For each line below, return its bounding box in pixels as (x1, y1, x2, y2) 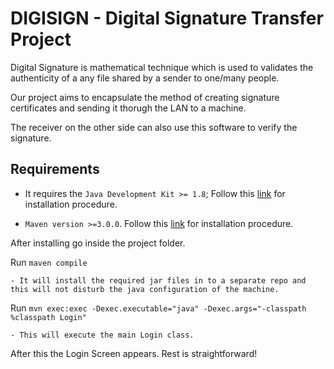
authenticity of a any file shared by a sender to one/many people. (10, 72, 280, 84)
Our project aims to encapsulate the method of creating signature (10, 91, 280, 103)
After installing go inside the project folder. (10, 237, 186, 249)
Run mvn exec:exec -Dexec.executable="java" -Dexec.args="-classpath (10, 302, 307, 314)
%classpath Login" (10, 312, 87, 322)
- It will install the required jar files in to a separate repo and (10, 275, 307, 286)
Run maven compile (10, 256, 88, 268)
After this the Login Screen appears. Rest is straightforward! (10, 347, 258, 359)
